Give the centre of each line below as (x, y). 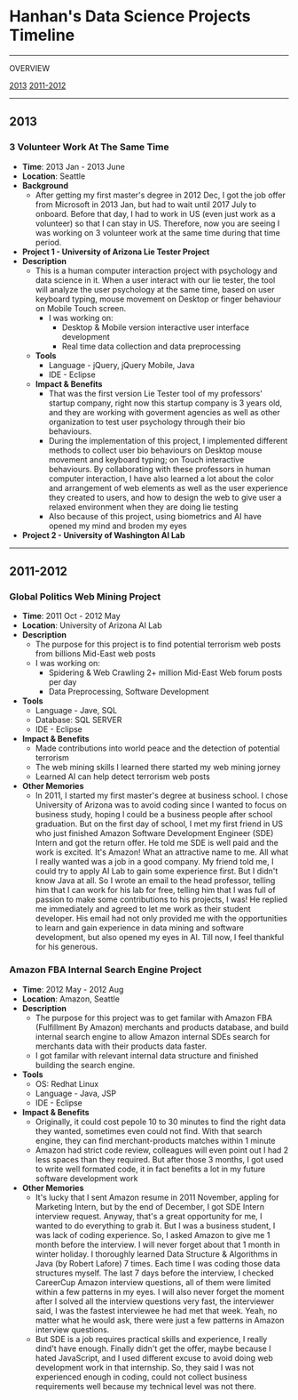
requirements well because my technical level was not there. (146, 1386)
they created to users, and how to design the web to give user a (165, 497)
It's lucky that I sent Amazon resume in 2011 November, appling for (157, 1197)
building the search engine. (85, 1065)
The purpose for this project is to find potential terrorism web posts (158, 644)
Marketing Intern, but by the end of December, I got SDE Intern (149, 1206)
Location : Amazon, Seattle (71, 999)
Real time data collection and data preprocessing (151, 346)
